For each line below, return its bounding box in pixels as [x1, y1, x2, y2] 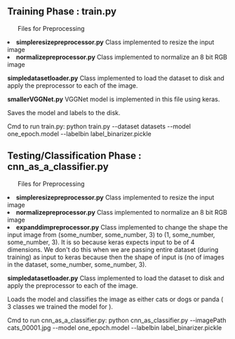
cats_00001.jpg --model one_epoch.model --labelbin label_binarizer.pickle [7, 323, 222, 332]
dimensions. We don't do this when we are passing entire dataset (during [7, 245, 219, 253]
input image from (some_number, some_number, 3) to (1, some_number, [7, 230, 215, 239]
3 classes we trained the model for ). [7, 302, 114, 311]
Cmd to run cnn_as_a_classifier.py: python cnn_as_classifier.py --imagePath [7, 316, 227, 324]
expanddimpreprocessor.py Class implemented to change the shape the [16, 222, 228, 231]
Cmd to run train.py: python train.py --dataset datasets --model [7, 122, 192, 131]
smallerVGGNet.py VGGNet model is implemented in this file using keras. [7, 95, 220, 103]
